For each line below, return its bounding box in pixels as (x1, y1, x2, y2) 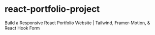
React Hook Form (4, 25, 40, 31)
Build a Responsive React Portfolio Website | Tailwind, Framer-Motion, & (4, 20, 151, 26)
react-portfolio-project (4, 3, 100, 15)
